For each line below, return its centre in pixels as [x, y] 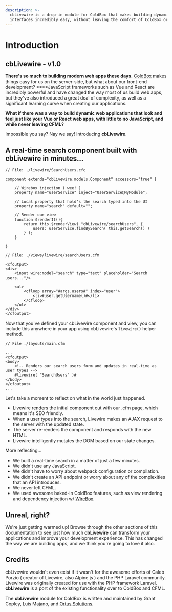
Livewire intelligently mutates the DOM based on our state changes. [84, 441]
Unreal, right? [28, 515]
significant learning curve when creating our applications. [66, 104]
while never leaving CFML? [35, 124]
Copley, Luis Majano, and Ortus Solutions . [49, 604]
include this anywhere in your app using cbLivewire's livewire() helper [81, 329]
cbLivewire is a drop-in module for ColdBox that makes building [81, 15]
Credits [17, 560]
